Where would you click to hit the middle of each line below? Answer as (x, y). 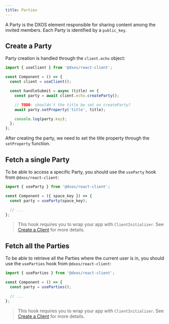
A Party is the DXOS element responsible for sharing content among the (81, 25)
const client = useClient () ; (41, 82)
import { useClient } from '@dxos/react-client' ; (59, 68)
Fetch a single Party (37, 160)
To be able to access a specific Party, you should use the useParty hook (81, 172)
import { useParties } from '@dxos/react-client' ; (60, 273)
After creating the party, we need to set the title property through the (77, 138)
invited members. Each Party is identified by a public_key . (66, 30)
